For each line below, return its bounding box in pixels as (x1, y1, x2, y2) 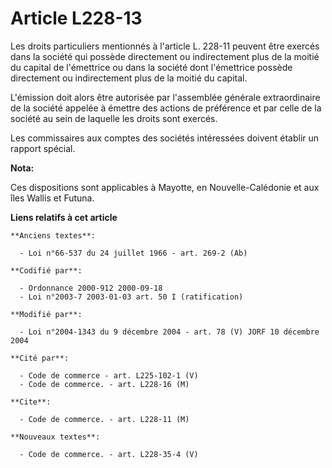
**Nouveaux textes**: (10, 432, 101, 442)
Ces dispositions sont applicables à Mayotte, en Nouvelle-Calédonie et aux (10, 181, 320, 193)
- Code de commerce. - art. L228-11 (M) (19, 414, 190, 424)
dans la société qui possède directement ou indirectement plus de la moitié (10, 50, 320, 62)
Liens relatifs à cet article (10, 211, 118, 223)
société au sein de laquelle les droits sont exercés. (10, 112, 218, 124)
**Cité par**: (10, 353, 70, 363)
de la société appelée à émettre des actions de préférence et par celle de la (10, 102, 322, 114)
